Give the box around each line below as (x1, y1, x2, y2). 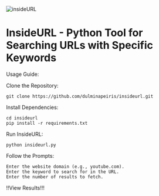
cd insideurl (6, 115, 38, 121)
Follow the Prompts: (6, 152, 55, 159)
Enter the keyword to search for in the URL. (6, 168, 119, 175)
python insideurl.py (6, 142, 57, 148)
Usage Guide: (6, 71, 39, 78)
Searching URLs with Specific (6, 39, 154, 52)
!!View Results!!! (6, 184, 45, 191)
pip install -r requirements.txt (6, 120, 88, 126)
